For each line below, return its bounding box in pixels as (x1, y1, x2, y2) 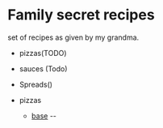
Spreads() (19, 79, 53, 89)
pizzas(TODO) (19, 48, 67, 58)
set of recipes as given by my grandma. (7, 32, 140, 42)
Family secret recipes (7, 6, 155, 24)
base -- (31, 111, 57, 121)
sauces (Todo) (19, 63, 68, 74)
